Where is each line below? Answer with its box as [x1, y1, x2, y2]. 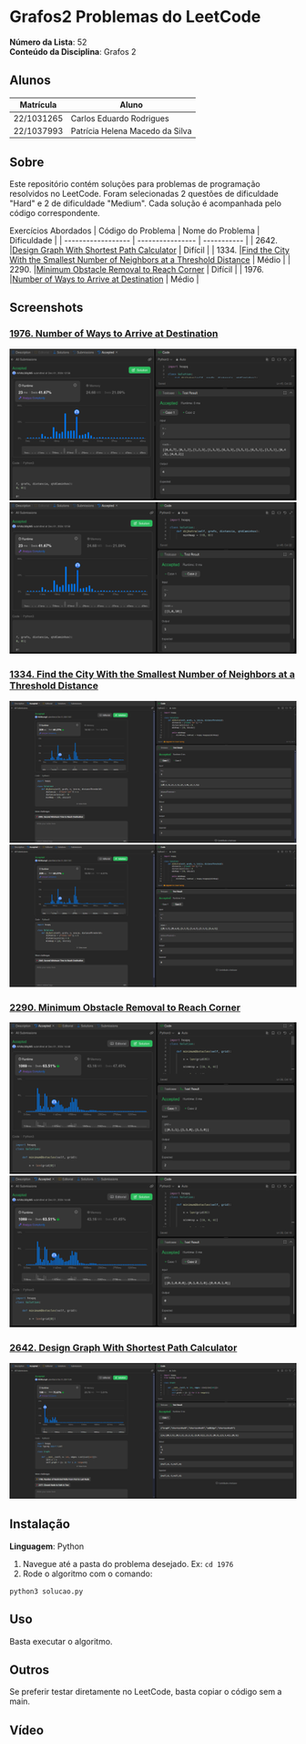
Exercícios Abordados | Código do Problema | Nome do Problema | [9, 225, 260, 236]
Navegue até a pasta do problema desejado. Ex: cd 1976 [22, 1558, 234, 1569]
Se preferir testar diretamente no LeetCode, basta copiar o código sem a [9, 1687, 282, 1698]
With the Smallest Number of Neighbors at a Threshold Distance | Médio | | [9, 254, 291, 265]
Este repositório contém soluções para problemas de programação [9, 179, 261, 190]
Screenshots [9, 300, 84, 315]
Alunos [9, 73, 52, 88]
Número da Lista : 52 [9, 36, 87, 47]
